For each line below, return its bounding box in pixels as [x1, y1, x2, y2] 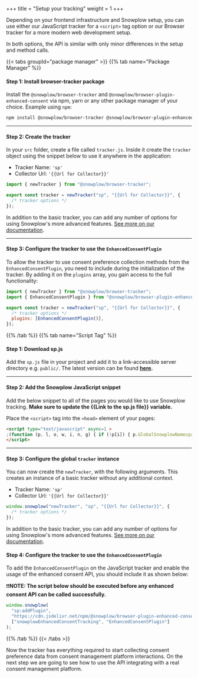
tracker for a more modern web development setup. [6, 29, 132, 36]
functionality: [6, 277, 38, 284]
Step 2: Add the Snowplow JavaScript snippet [6, 384, 121, 391]
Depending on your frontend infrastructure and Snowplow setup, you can [6, 17, 184, 23]
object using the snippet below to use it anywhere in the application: [6, 153, 172, 160]
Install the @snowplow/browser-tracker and [6, 91, 108, 98]
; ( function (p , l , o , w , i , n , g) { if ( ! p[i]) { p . [6, 432, 138, 437]
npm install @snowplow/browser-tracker [6, 115, 104, 121]
